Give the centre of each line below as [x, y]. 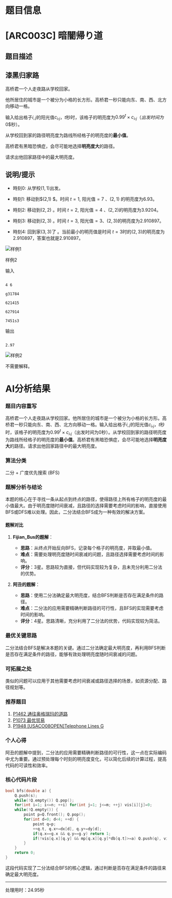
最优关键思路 [21, 636]
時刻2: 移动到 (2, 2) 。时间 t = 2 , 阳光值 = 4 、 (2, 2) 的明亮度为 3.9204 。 [87, 210]
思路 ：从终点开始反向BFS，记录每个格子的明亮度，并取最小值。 [87, 548]
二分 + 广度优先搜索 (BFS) [33, 473]
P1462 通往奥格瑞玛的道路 [40, 714]
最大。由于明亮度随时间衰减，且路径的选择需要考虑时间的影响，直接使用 [90, 506]
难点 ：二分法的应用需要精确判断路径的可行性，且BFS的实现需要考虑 [92, 608]
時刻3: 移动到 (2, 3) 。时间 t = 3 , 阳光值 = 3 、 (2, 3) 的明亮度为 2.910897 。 [88, 220]
